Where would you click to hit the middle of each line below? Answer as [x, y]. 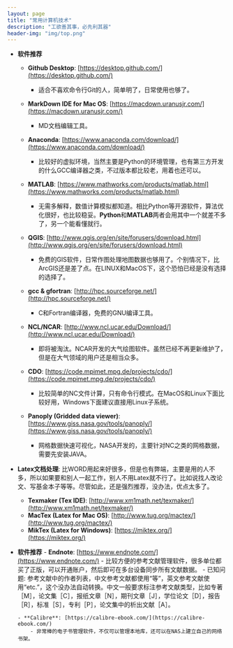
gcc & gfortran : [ [52, 291]
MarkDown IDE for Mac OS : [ [70, 104]
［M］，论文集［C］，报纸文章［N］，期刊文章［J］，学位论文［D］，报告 [119, 596]
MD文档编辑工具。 [65, 126]
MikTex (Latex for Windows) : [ [72, 530]
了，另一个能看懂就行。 [72, 224]
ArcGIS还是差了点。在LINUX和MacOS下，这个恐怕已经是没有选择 [132, 268]
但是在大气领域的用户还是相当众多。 [90, 358]
